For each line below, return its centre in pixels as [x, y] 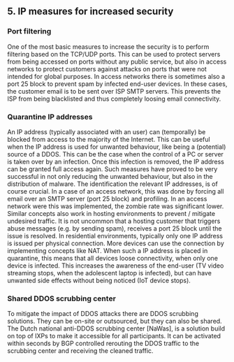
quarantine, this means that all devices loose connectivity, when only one [113, 258]
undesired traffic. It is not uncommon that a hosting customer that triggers [114, 221]
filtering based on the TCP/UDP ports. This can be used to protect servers [114, 54]
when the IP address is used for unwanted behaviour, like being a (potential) [117, 147]
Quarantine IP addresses [50, 117]
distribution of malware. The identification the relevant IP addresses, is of [112, 184]
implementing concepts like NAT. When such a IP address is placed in [108, 250]
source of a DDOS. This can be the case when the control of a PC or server [115, 154]
